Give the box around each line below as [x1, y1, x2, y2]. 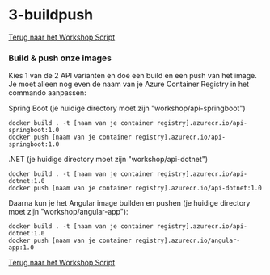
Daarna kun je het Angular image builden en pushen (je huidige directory [8, 198, 251, 208]
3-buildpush [8, 6, 94, 24]
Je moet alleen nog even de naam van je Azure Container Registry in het [8, 79, 249, 90]
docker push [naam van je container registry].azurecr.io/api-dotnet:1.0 [8, 184, 263, 193]
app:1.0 [8, 244, 35, 252]
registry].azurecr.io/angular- [134, 236, 241, 245]
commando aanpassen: [8, 88, 86, 98]
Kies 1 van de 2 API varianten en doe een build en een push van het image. [8, 71, 257, 81]
